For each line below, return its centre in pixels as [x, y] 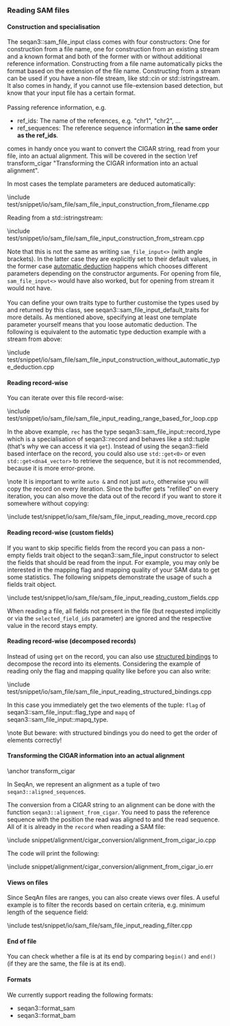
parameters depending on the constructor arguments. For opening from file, [114, 274]
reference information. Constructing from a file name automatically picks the [115, 64]
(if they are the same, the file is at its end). [67, 964]
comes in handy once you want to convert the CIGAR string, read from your [114, 149]
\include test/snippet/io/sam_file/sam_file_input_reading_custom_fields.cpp [113, 597]
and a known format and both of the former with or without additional [105, 56]
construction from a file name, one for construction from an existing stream [113, 49]
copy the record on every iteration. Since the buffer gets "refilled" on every [113, 489]
